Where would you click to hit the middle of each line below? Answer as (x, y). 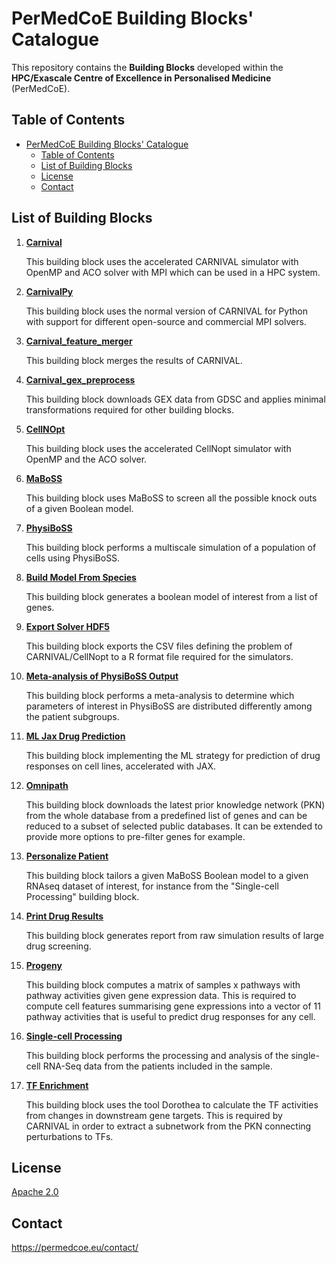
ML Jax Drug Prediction (75, 736)
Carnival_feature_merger (79, 341)
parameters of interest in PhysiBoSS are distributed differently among (169, 706)
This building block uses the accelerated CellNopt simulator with (158, 448)
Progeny (44, 965)
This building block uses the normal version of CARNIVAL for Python (166, 311)
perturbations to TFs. (69, 1136)
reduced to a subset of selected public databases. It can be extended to (174, 826)
